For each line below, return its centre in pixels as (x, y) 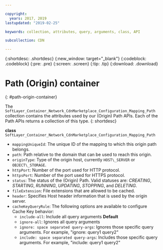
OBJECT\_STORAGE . (29, 165)
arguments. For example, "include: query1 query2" (70, 243)
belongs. (21, 150)
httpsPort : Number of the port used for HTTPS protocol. (69, 175)
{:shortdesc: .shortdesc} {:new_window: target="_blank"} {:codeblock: (76, 58)
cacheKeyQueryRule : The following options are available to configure (80, 206)
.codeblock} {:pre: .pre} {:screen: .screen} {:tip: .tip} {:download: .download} (81, 64)
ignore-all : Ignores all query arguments (60, 222)
